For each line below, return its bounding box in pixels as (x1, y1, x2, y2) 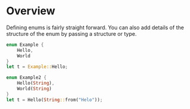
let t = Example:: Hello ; (6, 64, 68, 70)
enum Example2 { (6, 74, 47, 81)
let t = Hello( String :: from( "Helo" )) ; (6, 96, 103, 102)
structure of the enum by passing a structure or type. (6, 30, 137, 37)
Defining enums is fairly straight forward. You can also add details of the (6, 24, 184, 31)
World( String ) (17, 86, 52, 92)
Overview (6, 4, 56, 18)
